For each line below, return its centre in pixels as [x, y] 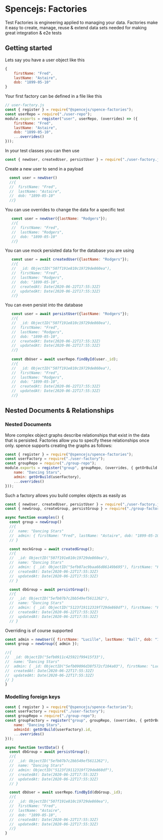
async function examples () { [34, 518]
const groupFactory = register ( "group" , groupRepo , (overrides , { [73, 721]
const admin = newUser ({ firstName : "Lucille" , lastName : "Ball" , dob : [79, 639]
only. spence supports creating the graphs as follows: [59, 445]
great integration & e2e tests [33, 33]
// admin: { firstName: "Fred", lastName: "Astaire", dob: [71, 536]
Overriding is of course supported [39, 630]
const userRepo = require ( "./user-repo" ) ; [49, 114]
